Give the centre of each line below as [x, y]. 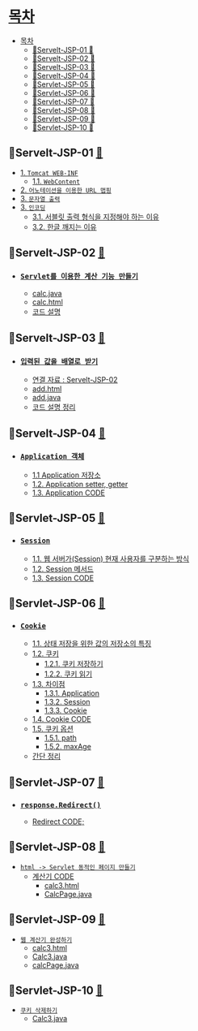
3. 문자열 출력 [40, 198]
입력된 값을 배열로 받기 [59, 361]
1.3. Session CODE [63, 578]
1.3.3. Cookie [65, 710]
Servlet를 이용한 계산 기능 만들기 [79, 276]
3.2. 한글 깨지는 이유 [64, 226]
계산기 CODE [53, 876]
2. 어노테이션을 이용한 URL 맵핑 [65, 190]
